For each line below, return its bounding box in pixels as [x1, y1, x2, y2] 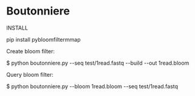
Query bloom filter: [6, 71, 53, 78]
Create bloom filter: [6, 47, 55, 55]
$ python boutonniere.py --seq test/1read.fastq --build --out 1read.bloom [6, 59, 190, 66]
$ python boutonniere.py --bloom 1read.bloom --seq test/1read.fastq [6, 83, 178, 90]
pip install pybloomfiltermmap [6, 36, 81, 43]
